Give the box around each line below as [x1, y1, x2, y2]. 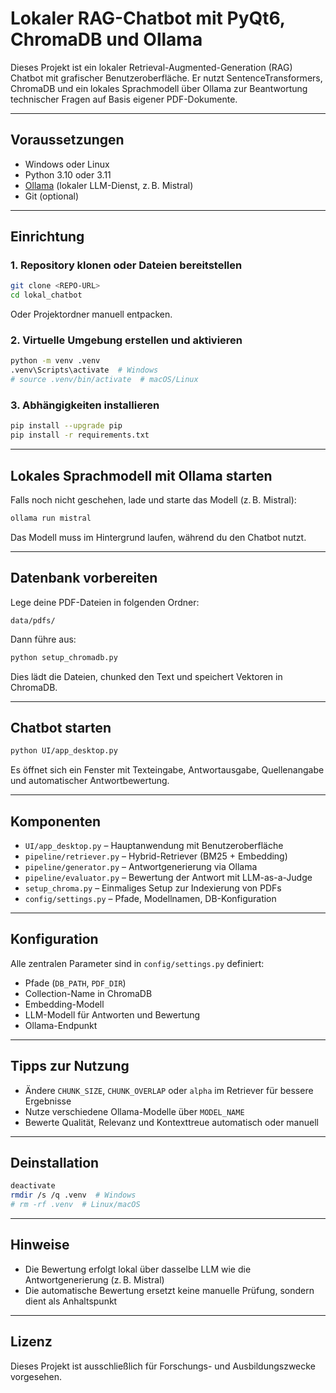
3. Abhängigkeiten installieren [10, 398, 160, 412]
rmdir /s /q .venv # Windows [10, 1190, 137, 1201]
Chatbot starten [10, 719, 112, 736]
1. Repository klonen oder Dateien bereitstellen [10, 258, 243, 272]
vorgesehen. [10, 1370, 63, 1382]
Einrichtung [10, 228, 85, 246]
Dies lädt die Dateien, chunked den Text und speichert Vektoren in [10, 670, 283, 682]
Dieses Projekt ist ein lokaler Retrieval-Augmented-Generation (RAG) [10, 61, 293, 73]
